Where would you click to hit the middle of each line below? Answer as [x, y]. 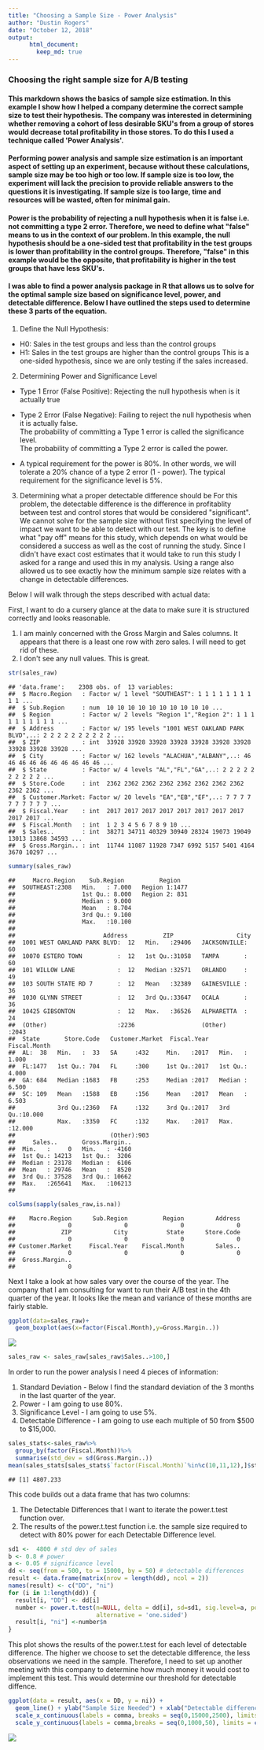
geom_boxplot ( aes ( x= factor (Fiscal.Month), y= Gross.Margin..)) [117, 1328]
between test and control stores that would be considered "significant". [135, 512]
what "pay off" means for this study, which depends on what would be [134, 537]
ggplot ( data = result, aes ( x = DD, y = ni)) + [86, 1701]
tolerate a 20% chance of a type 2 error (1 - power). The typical [122, 472]
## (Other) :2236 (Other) [117, 1025]
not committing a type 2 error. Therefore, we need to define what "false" [129, 226]
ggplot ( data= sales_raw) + [49, 1321]
